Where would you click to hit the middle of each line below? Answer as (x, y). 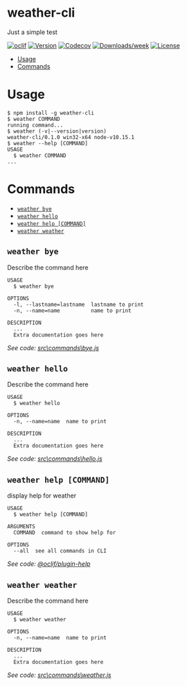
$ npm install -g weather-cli (51, 113)
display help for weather (42, 496)
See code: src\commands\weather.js (60, 675)
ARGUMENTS (21, 527)
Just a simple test (32, 32)
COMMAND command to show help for (65, 533)
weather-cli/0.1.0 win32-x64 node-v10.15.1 (71, 137)
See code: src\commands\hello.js (55, 459)
